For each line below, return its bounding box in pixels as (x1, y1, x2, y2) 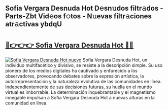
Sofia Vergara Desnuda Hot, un (82, 57, 148, 63)
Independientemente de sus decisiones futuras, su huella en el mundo (5, 84, 152, 90)
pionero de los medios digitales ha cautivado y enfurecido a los (5, 68, 138, 74)
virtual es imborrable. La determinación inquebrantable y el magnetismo (5, 89, 156, 95)
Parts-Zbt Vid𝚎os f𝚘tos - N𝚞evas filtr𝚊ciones (5, 12, 152, 21)
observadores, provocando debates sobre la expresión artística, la (5, 73, 144, 79)
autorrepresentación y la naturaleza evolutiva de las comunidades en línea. (5, 79, 162, 84)
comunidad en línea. (5, 100, 48, 106)
